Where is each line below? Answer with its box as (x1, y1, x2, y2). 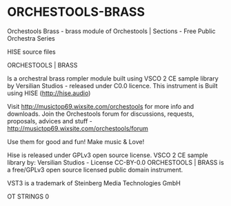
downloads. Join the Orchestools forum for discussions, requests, (7, 110, 194, 118)
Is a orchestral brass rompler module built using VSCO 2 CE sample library (7, 74, 219, 83)
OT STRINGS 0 (7, 192, 50, 200)
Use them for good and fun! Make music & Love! (7, 137, 145, 145)
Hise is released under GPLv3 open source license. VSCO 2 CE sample (7, 151, 208, 159)
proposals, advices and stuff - (7, 116, 93, 125)
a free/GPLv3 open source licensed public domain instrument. (7, 165, 183, 174)
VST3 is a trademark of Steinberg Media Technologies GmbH (7, 178, 181, 187)
